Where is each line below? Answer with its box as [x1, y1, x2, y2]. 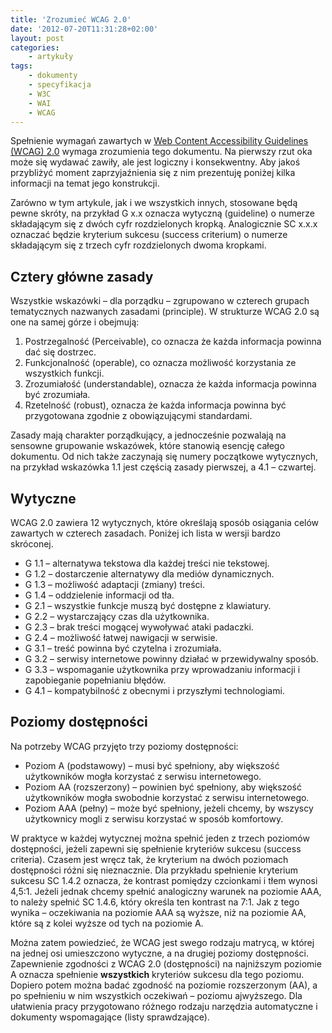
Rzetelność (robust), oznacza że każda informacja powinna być [24, 399, 287, 411]
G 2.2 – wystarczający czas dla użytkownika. [24, 611, 210, 622]
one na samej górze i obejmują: [10, 316, 140, 328]
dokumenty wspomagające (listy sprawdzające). [10, 1011, 210, 1023]
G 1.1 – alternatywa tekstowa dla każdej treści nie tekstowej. [24, 557, 270, 569]
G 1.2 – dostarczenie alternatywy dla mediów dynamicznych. [24, 568, 275, 580]
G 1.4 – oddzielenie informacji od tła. [24, 589, 175, 601]
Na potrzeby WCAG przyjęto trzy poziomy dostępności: [10, 740, 239, 752]
